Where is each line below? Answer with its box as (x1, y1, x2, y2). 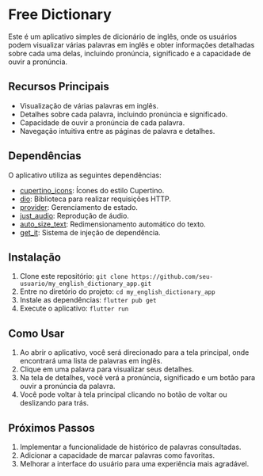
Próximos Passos (8, 421, 95, 435)
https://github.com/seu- (131, 273, 214, 281)
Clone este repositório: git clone (19, 272, 128, 281)
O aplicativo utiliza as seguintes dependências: (8, 170, 162, 180)
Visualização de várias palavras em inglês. (19, 101, 158, 110)
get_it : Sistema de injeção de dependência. (19, 227, 161, 237)
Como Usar (8, 326, 65, 340)
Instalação (8, 250, 62, 264)
